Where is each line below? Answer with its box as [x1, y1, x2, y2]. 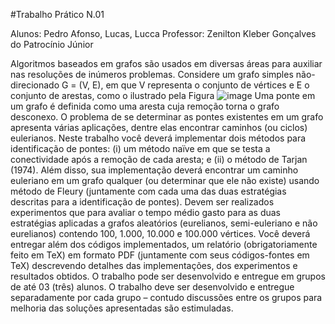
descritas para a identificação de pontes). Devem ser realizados [10, 196, 275, 208]
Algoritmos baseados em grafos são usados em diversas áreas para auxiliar [10, 58, 323, 69]
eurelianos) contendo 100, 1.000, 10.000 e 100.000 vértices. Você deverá [10, 228, 311, 239]
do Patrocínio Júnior [10, 39, 94, 50]
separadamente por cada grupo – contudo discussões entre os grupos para [10, 292, 323, 303]
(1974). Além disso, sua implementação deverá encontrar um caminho [10, 164, 299, 176]
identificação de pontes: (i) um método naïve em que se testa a [10, 143, 271, 154]
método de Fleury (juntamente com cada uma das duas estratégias [10, 185, 287, 197]
